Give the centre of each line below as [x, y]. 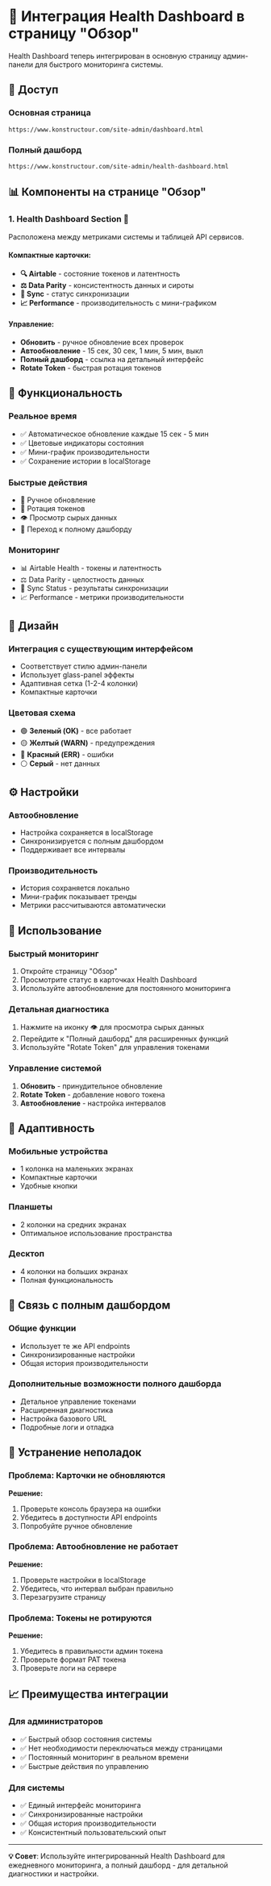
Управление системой [55, 1068]
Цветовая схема [42, 713]
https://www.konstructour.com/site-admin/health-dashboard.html [119, 166]
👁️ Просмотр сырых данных [69, 518]
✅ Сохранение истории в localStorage [85, 461]
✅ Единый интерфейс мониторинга [80, 1805]
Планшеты [31, 1207]
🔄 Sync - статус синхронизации [75, 294]
